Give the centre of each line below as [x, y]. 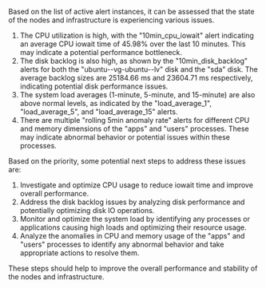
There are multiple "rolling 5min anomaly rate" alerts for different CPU [135, 120]
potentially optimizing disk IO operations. [87, 210]
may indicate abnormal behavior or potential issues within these [125, 137]
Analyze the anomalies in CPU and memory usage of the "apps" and [132, 236]
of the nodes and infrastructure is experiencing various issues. [111, 20]
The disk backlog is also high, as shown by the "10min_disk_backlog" [134, 61]
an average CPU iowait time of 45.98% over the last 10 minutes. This [133, 44]
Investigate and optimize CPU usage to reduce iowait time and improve [137, 185]
